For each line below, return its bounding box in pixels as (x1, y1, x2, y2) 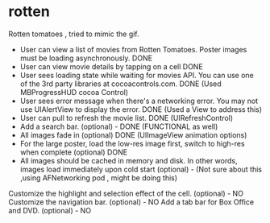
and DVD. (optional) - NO (8, 205, 91, 215)
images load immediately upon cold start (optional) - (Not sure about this (19, 164, 262, 174)
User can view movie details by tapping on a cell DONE (19, 61, 203, 71)
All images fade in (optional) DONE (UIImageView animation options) (19, 130, 247, 139)
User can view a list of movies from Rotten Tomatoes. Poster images (19, 44, 247, 54)
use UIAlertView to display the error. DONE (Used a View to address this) (19, 104, 263, 114)
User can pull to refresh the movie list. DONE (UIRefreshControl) (19, 113, 234, 122)
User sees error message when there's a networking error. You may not (19, 96, 259, 105)
